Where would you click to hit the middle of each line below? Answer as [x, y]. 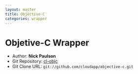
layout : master [21, 9]
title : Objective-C [25, 14]
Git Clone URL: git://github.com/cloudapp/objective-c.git [73, 67]
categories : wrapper [26, 18]
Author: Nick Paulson [34, 56]
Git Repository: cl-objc [35, 61]
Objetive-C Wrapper [47, 43]
